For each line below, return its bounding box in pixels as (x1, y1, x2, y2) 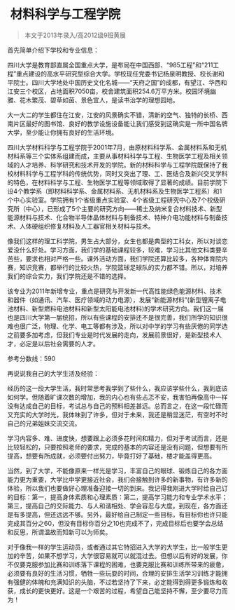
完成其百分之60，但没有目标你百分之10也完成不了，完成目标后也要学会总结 (7, 519, 224, 527)
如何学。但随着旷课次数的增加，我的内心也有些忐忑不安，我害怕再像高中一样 (7, 393, 228, 401)
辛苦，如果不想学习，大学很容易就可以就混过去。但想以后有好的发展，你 (19, 551, 228, 560)
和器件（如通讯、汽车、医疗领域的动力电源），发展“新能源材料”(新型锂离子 (7, 295, 220, 304)
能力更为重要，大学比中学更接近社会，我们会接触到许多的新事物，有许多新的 (7, 475, 228, 484)
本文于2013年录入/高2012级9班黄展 (24, 31, 126, 39)
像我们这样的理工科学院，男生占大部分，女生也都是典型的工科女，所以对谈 (7, 236, 222, 245)
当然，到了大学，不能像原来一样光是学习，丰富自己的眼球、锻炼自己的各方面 (7, 466, 228, 475)
